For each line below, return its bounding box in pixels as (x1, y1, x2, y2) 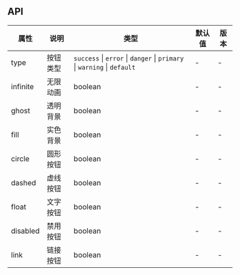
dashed (11, 177, 36, 187)
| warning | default (74, 62, 136, 72)
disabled (11, 226, 40, 236)
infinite (11, 81, 34, 91)
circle (11, 153, 30, 163)
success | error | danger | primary (74, 53, 184, 63)
